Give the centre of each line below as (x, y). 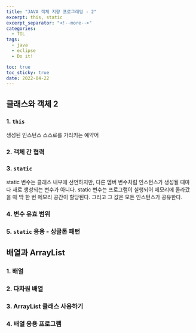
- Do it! (22, 56)
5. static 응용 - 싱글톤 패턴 (43, 232)
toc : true (19, 67)
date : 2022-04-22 (28, 78)
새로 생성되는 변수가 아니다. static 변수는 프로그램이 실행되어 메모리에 (93, 190)
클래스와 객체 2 (32, 104)
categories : (21, 28)
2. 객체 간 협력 (25, 152)
